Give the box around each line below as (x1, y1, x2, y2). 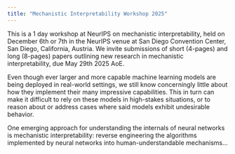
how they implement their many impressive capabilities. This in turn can (7, 87, 215, 96)
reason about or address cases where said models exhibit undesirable (7, 102, 210, 111)
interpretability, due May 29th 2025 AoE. (7, 59, 125, 67)
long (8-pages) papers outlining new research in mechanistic (7, 52, 184, 60)
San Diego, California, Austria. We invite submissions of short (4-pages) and (7, 44, 228, 52)
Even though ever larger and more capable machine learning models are (7, 73, 216, 81)
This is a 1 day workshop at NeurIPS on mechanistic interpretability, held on (7, 29, 226, 38)
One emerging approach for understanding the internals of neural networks (7, 123, 225, 132)
